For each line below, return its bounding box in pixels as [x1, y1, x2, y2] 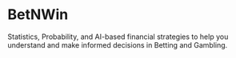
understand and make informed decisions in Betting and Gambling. [7, 40, 228, 49]
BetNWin [7, 6, 69, 24]
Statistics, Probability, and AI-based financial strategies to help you [7, 32, 229, 41]
